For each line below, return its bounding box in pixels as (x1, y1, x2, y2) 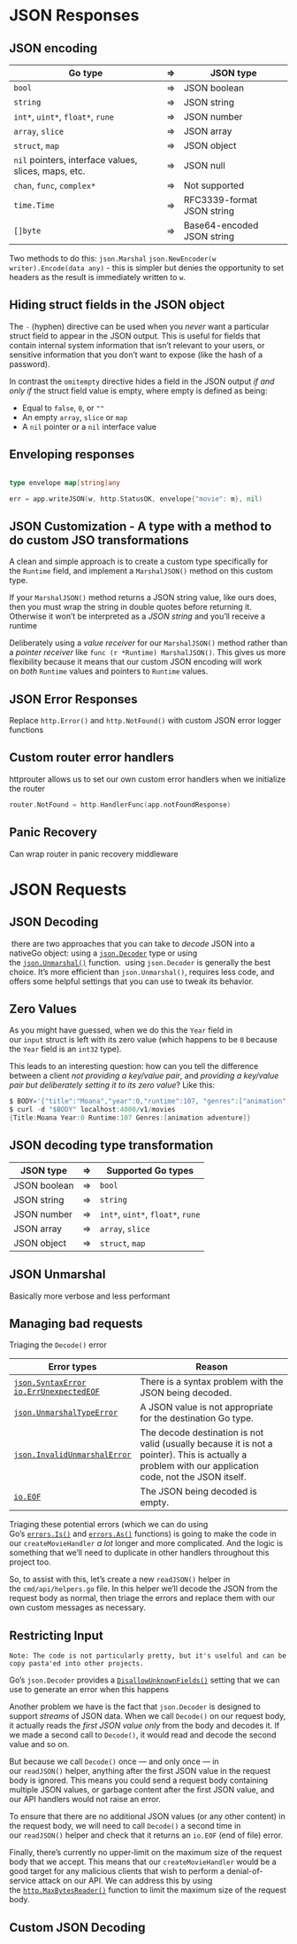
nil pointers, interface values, (13, 154, 138, 166)
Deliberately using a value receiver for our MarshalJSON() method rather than (9, 637, 288, 648)
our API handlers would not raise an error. (9, 1794, 161, 1805)
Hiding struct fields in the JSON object (9, 298, 225, 313)
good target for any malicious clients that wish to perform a (9, 1866, 225, 1877)
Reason (195, 1361, 228, 1373)
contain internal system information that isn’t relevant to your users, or (9, 340, 265, 350)
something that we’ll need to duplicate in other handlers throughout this (9, 1548, 270, 1558)
